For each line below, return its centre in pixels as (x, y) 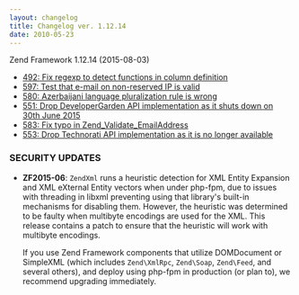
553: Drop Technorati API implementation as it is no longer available (148, 135)
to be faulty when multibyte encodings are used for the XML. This (144, 216)
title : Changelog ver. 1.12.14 (68, 26)
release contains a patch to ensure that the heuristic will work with (145, 225)
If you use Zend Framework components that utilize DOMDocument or (152, 252)
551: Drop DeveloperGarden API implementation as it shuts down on (148, 106)
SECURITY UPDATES (55, 158)
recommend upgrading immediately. (89, 281)
